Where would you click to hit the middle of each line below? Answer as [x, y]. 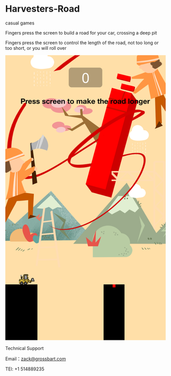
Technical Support [25, 348]
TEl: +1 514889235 [25, 369]
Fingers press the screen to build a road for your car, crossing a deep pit [81, 33]
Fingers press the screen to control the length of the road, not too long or [82, 42]
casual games [20, 23]
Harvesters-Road [42, 9]
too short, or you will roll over [36, 48]
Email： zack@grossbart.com [36, 359]
